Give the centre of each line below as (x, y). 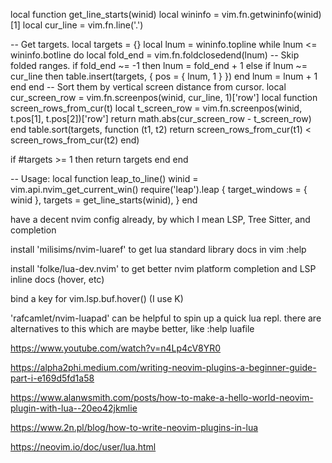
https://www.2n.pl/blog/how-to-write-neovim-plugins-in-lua (134, 427)
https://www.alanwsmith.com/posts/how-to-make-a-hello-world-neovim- (162, 397)
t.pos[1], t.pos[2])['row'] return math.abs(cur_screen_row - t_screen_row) (161, 118)
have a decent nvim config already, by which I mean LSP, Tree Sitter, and (160, 219)
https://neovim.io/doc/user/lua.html (83, 447)
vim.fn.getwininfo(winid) (271, 14)
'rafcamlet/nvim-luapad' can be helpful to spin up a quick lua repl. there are (166, 318)
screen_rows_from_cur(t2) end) (75, 140)
